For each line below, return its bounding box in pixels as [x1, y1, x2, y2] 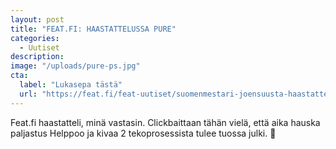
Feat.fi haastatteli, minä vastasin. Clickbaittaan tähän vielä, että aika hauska [10, 116, 321, 128]
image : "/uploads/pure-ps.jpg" [10, 61, 141, 71]
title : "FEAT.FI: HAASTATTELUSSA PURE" [10, 24, 177, 34]
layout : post [10, 14, 65, 25]
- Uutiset [19, 42, 60, 53]
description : [10, 52, 65, 62]
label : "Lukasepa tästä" [19, 80, 123, 90]
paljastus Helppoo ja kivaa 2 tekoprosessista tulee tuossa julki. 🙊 [10, 127, 277, 139]
